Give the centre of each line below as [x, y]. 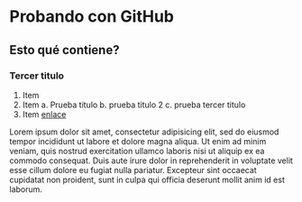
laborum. [26, 189]
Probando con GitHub [92, 17]
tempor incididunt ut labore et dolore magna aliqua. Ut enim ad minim [138, 141]
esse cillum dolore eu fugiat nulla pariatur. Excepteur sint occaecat [133, 170]
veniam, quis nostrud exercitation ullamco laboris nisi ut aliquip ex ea [137, 151]
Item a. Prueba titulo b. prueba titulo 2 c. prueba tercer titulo [134, 105]
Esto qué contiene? [64, 50]
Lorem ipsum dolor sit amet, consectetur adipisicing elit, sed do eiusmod [144, 132]
